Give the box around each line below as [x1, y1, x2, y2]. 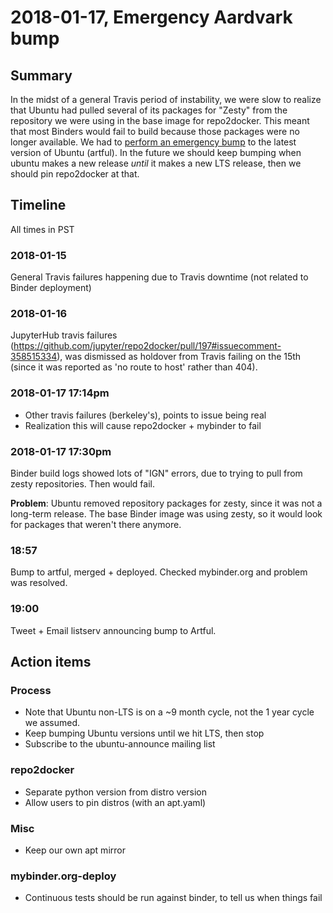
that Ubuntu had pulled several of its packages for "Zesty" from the [10, 104, 288, 116]
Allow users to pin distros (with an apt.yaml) [24, 796, 207, 808]
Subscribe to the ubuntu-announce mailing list [24, 738, 216, 750]
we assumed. [24, 717, 81, 729]
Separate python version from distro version [24, 786, 208, 798]
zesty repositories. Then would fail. [10, 478, 155, 490]
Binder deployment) [10, 282, 92, 294]
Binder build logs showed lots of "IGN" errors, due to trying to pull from [10, 467, 303, 479]
